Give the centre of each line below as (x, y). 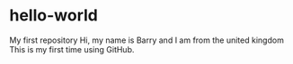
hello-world (54, 16)
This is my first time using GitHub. (72, 49)
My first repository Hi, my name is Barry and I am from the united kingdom (147, 40)
